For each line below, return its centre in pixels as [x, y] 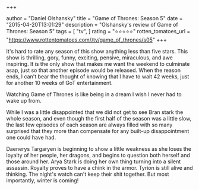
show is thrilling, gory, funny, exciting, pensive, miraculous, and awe [90, 58]
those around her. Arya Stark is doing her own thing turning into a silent [94, 161]
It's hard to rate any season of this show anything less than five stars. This [97, 51]
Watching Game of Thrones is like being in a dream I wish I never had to [94, 94]
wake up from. [24, 101]
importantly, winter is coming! [42, 180]
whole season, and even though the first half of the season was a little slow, [99, 118]
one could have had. [31, 137]
